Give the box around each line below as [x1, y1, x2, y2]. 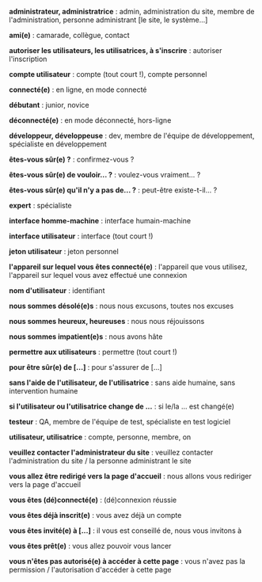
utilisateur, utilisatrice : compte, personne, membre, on [9, 432, 192, 442]
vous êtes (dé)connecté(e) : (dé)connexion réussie [9, 495, 177, 504]
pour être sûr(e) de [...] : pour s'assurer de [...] [9, 363, 163, 371]
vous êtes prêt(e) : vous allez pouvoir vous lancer [9, 542, 172, 550]
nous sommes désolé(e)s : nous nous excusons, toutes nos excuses [9, 301, 234, 310]
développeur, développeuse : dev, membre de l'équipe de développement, [9, 131, 255, 140]
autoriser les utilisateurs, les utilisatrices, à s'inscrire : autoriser [9, 46, 222, 55]
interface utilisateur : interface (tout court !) [9, 231, 154, 241]
